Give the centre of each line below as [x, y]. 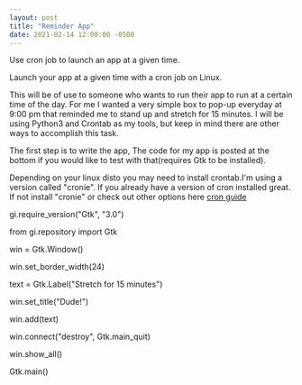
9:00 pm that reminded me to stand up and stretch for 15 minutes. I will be [146, 115]
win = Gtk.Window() [46, 250]
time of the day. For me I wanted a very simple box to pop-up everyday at [146, 105]
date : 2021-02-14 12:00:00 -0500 [72, 34]
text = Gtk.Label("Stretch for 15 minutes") [86, 284]
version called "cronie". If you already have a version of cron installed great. [150, 188]
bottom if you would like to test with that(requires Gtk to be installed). [137, 160]
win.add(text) [34, 319]
